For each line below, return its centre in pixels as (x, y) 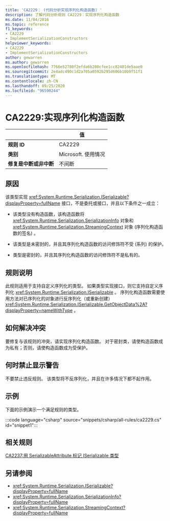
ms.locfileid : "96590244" (33, 91)
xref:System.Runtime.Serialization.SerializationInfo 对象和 (73, 220)
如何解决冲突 (26, 328)
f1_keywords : (19, 29)
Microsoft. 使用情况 (82, 155)
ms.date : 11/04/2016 (27, 19)
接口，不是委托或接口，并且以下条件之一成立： (110, 203)
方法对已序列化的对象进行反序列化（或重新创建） (61, 299)
